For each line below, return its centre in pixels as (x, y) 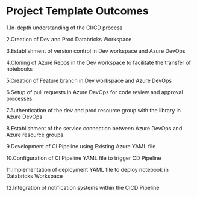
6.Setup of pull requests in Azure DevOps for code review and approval (95, 92)
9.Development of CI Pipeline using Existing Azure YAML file (81, 146)
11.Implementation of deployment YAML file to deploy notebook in (87, 169)
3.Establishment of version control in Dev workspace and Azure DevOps (96, 51)
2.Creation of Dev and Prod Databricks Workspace (69, 39)
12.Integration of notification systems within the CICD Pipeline (83, 187)
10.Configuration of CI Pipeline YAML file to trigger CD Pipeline (84, 158)
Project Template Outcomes (77, 11)
